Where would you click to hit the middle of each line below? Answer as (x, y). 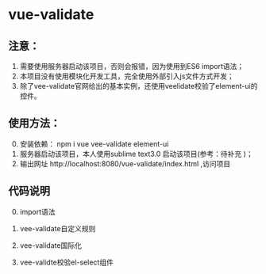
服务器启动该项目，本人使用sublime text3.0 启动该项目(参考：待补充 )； (136, 154)
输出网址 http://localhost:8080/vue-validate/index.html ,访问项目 (125, 163)
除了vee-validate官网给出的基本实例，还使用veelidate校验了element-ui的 (139, 86)
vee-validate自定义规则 (58, 228)
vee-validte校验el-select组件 (66, 262)
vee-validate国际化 (50, 245)
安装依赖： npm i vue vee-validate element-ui (94, 143)
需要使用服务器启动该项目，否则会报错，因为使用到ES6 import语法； (132, 66)
